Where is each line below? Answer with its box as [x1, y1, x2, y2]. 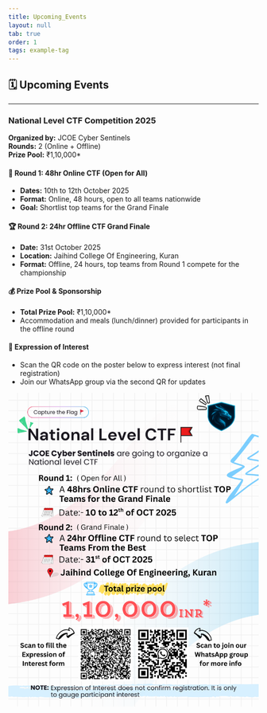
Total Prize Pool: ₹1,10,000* [19, 307, 112, 316]
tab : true [8, 29, 41, 37]
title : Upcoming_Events [8, 13, 87, 21]
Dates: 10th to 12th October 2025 [19, 186, 130, 195]
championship [19, 268, 67, 277]
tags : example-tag [8, 46, 69, 55]
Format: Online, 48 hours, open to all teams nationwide [19, 194, 201, 204]
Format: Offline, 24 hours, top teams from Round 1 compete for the [19, 259, 240, 268]
